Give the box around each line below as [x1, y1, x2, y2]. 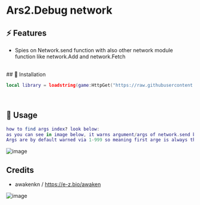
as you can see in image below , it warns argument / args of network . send [6, 131, 190, 137]
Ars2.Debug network [6, 4, 112, 17]
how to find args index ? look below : [6, 126, 100, 132]
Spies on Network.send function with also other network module [14, 47, 174, 53]
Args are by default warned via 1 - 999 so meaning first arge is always [6, 137, 188, 143]
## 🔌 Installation [6, 71, 46, 78]
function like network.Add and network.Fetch [14, 53, 126, 60]
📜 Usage [6, 111, 37, 121]
